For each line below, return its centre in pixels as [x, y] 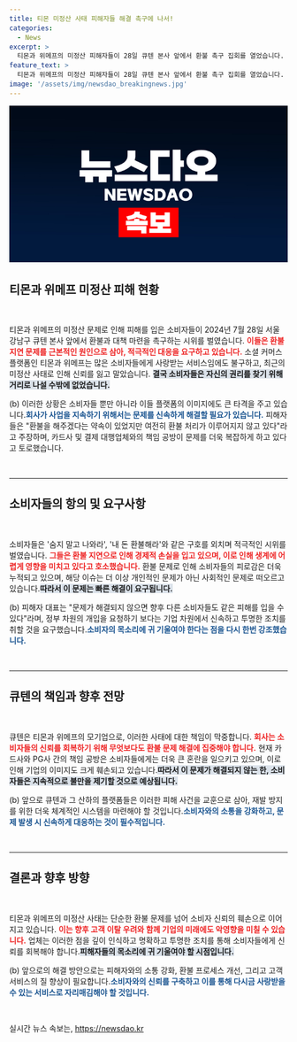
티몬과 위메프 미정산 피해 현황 [84, 289]
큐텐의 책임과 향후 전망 [67, 696]
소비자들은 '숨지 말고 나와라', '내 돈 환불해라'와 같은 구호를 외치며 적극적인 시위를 [148, 544]
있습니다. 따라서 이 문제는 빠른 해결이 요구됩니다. [91, 588]
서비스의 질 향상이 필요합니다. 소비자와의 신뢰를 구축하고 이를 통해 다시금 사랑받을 [147, 981]
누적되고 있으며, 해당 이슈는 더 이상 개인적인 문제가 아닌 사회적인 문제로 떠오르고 [147, 577]
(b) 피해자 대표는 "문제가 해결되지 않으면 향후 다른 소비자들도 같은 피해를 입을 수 [147, 607]
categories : [31, 28]
